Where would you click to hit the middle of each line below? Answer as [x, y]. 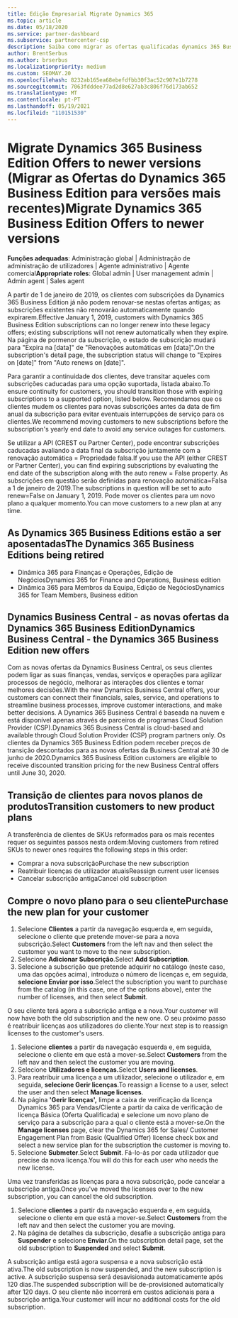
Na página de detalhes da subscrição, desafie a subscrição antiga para [121, 1233]
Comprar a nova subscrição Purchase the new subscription [103, 864]
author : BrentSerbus [38, 54]
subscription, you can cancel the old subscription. [80, 1196]
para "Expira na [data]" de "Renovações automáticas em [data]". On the [111, 347]
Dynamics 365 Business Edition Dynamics [101, 628]
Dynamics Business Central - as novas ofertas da [118, 617]
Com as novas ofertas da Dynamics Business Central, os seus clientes [110, 667]
